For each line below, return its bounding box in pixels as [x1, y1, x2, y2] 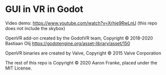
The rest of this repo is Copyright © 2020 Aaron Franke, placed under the [5, 59, 157, 65]
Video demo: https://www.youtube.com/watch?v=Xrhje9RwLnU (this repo [5, 20, 157, 26]
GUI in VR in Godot [5, 3, 84, 15]
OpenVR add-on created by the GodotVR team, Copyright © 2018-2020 [5, 35, 153, 41]
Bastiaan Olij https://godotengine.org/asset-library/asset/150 [5, 40, 130, 46]
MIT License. [5, 65, 32, 71]
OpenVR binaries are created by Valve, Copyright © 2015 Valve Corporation [5, 50, 161, 56]
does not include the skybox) [5, 25, 66, 31]
